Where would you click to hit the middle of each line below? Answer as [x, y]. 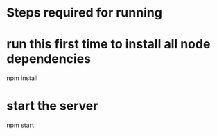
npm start [20, 125]
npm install [22, 78]
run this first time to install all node [108, 45]
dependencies [49, 59]
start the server [52, 106]
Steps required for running [84, 13]
